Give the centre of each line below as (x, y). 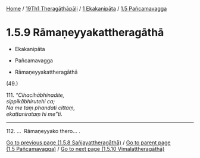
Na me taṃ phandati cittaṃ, (41, 108)
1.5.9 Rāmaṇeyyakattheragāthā (85, 33)
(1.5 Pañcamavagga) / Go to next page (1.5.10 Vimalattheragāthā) (85, 148)
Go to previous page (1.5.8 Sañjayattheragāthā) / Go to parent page (88, 143)
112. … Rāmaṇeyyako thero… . (43, 131)
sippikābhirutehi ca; (31, 101)
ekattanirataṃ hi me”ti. (34, 114)
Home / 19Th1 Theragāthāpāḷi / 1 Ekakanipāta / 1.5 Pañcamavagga (87, 9)
